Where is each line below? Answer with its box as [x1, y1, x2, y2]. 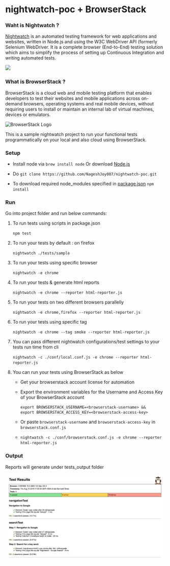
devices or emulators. [5, 111, 51, 118]
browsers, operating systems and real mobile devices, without [23, 100, 154, 106]
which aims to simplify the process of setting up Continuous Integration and [5, 49, 164, 56]
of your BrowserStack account [20, 394, 84, 400]
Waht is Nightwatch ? [5, 22, 60, 29]
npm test [12, 231, 32, 236]
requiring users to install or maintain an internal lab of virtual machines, [5, 106, 154, 112]
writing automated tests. [5, 55, 56, 61]
